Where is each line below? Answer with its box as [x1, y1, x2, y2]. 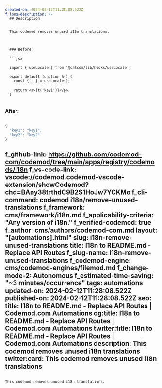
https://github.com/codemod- [48, 150, 142, 158]
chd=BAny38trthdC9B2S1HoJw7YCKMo [5, 188, 131, 196]
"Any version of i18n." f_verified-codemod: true [5, 218, 152, 227]
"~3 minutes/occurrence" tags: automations [5, 279, 143, 287]
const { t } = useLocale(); [14, 78, 70, 84]
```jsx [9, 56, 23, 61]
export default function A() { [9, 74, 73, 79]
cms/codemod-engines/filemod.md [5, 264, 116, 272]
